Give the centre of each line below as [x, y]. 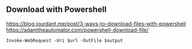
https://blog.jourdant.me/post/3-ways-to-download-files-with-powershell [96, 23]
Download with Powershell [56, 10]
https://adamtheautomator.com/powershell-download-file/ [78, 30]
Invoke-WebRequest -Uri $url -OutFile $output [65, 40]
